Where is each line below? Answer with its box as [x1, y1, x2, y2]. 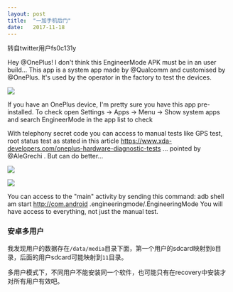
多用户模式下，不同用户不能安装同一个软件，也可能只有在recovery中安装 [7, 268, 220, 276]
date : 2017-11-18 [7, 23, 65, 31]
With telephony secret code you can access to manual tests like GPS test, [7, 129, 223, 138]
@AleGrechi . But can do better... [7, 152, 104, 161]
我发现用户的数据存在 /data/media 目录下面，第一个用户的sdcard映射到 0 [7, 244, 215, 252]
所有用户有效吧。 [13, 276, 64, 285]
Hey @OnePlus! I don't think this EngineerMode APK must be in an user [7, 58, 217, 67]
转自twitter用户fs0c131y [7, 44, 77, 53]
